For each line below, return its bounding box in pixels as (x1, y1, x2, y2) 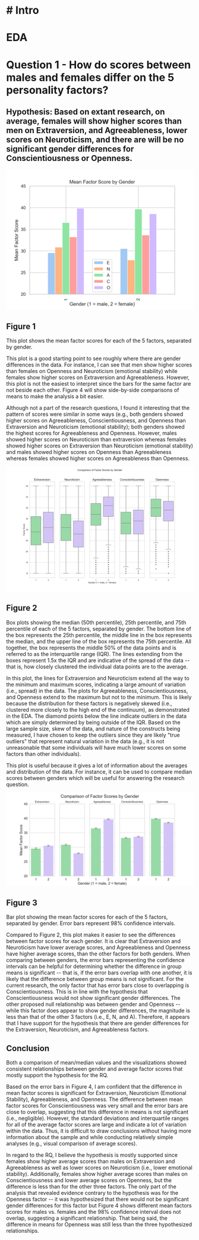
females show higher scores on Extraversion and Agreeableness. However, (6, 374, 190, 381)
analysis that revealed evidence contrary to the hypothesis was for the (6, 1189, 179, 1197)
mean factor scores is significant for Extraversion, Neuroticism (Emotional (6, 1090, 187, 1097)
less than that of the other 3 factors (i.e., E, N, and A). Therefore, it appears (6, 1014, 190, 1021)
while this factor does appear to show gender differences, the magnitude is (6, 1007, 190, 1014)
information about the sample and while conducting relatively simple (6, 1134, 173, 1141)
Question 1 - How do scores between (6, 58, 191, 71)
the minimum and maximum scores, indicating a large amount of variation (6, 681, 186, 688)
